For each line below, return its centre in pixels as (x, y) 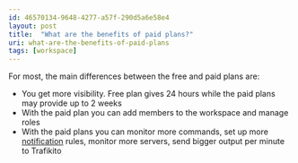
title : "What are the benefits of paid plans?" (101, 34)
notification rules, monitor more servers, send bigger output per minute (153, 142)
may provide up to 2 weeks (71, 103)
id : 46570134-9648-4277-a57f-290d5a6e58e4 (89, 17)
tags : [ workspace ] (43, 51)
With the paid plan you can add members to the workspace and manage (155, 113)
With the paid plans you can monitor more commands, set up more (145, 132)
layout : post (33, 26)
